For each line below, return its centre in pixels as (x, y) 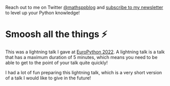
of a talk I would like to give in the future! (48, 78)
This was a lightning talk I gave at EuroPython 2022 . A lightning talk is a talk (85, 52)
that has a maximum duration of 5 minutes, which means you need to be (81, 57)
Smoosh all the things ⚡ (56, 34)
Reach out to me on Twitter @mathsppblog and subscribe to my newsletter (84, 7)
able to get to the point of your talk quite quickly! (57, 63)
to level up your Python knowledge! (43, 13)
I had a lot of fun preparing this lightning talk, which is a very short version (84, 72)
